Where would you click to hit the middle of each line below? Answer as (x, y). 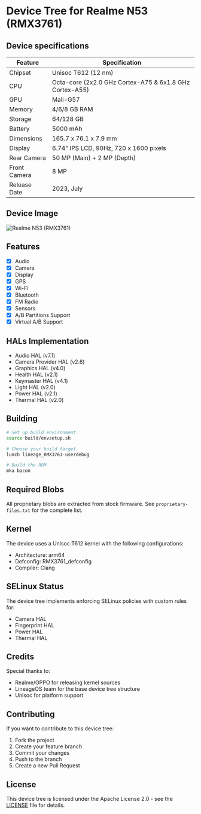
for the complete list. (57, 510)
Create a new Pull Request (48, 766)
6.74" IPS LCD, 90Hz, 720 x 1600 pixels (109, 148)
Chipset (20, 73)
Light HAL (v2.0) (35, 388)
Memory (21, 109)
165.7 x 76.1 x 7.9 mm (84, 138)
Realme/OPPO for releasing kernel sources (68, 682)
